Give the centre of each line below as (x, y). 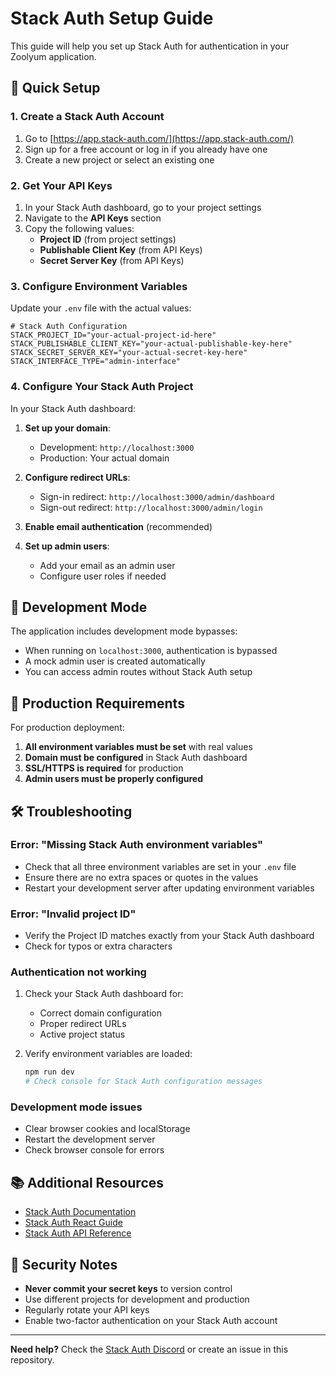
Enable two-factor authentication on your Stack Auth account (151, 1321)
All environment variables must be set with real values (138, 747)
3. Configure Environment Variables (99, 286)
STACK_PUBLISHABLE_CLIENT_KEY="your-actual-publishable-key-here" (151, 344)
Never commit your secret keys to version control (128, 1289)
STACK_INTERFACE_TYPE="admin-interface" (96, 362)
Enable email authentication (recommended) (118, 526)
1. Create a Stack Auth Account (87, 117)
